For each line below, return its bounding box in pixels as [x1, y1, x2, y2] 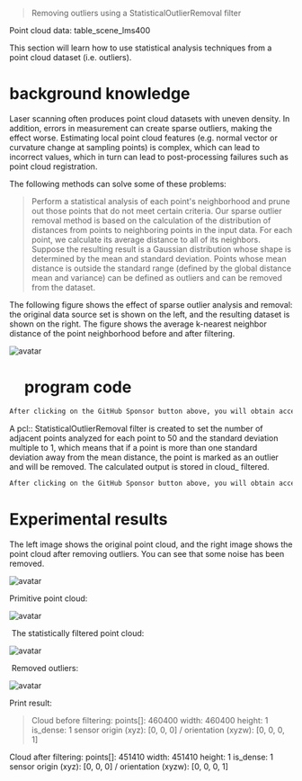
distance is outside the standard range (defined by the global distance [31, 263, 292, 274]
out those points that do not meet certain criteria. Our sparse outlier [31, 205, 282, 216]
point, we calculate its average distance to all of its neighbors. [31, 234, 261, 245]
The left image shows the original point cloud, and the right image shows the [9, 539, 293, 550]
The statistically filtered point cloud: [11, 627, 145, 638]
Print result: [9, 697, 52, 708]
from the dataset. [31, 282, 96, 292]
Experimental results [9, 508, 168, 529]
